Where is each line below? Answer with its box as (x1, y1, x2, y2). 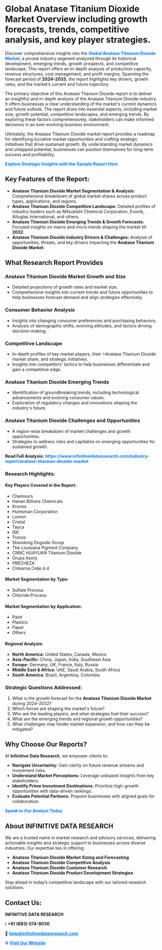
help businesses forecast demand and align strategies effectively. (12, 294, 143, 300)
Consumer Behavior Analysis (5, 306, 75, 313)
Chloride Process (12, 592, 47, 598)
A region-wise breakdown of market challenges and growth (12, 428, 131, 434)
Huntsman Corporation (12, 508, 58, 515)
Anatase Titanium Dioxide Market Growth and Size (5, 273, 126, 280)
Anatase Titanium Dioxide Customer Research (12, 865, 107, 871)
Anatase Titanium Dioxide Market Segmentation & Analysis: (12, 188, 135, 193)
